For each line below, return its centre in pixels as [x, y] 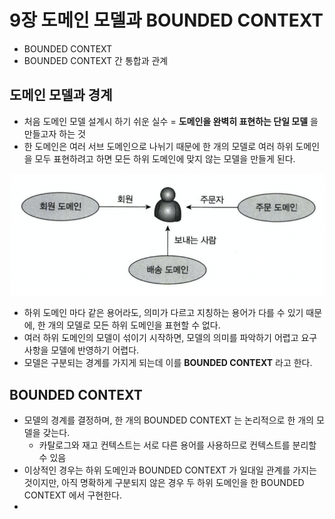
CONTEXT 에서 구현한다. [72, 495]
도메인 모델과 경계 [61, 95]
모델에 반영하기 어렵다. [95, 350]
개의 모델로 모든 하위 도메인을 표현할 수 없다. [134, 325]
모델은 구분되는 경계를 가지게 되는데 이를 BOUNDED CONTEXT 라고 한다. [168, 363]
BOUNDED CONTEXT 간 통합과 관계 [96, 60]
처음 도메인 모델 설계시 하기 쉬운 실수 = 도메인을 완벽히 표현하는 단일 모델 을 [171, 121]
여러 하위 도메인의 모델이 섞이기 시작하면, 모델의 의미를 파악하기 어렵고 [161, 338]
